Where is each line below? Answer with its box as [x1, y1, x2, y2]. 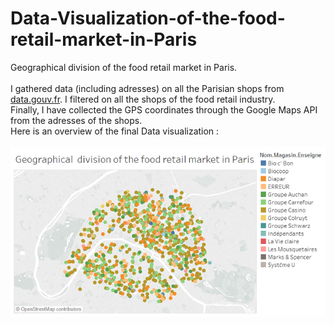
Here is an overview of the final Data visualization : [10, 125, 220, 137]
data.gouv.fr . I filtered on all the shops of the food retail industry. [10, 93, 276, 105]
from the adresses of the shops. [10, 114, 143, 126]
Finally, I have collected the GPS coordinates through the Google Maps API [10, 103, 318, 116]
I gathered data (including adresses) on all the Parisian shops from [10, 82, 285, 94]
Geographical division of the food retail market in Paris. [10, 61, 238, 73]
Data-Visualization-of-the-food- [10, 7, 286, 30]
